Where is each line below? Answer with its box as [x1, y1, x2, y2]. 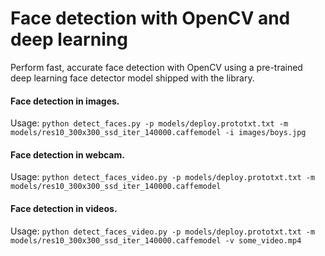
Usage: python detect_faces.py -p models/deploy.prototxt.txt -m [10, 117, 289, 129]
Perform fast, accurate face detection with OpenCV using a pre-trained [10, 61, 303, 73]
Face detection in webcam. [10, 148, 125, 161]
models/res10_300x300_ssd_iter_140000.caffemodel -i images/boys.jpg [10, 128, 307, 138]
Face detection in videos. [10, 202, 118, 214]
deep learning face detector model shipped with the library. [10, 72, 255, 84]
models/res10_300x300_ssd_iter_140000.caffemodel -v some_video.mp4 [10, 235, 302, 246]
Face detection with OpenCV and [10, 7, 291, 30]
